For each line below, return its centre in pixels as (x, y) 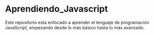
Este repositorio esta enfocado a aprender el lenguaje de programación (77, 22)
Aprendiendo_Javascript (56, 9)
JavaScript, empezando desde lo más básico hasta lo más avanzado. (75, 27)
